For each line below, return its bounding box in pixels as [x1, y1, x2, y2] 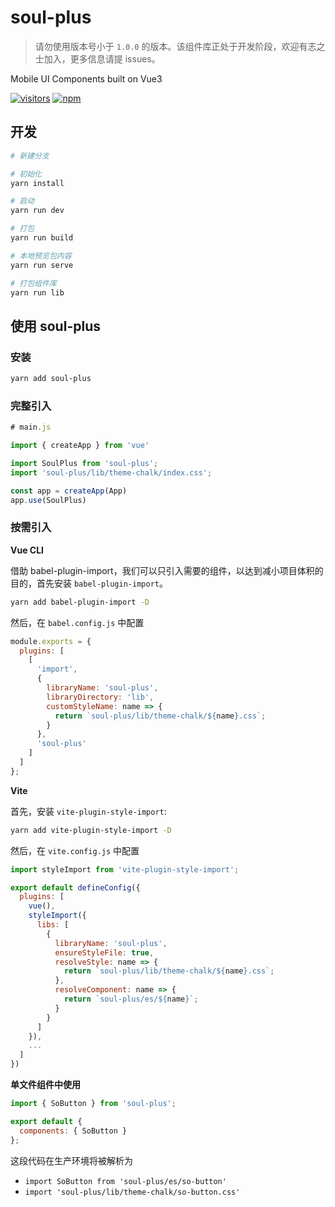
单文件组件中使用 [10, 1079, 81, 1091]
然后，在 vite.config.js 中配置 [10, 844, 140, 856]
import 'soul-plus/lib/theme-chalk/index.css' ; [10, 467, 213, 478]
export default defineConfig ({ [10, 882, 141, 893]
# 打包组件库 [10, 278, 57, 288]
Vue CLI [10, 544, 45, 556]
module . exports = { [10, 636, 92, 646]
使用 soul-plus [10, 317, 101, 335]
